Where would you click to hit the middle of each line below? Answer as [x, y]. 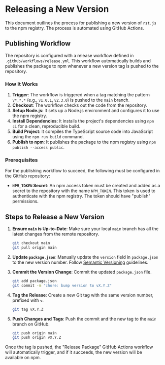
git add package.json [34, 281]
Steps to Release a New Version [55, 217]
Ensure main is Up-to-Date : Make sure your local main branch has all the [85, 229]
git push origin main [34, 333]
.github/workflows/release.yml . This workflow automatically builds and [78, 61]
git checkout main [31, 243]
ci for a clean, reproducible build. [46, 126]
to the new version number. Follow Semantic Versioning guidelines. [80, 262]
